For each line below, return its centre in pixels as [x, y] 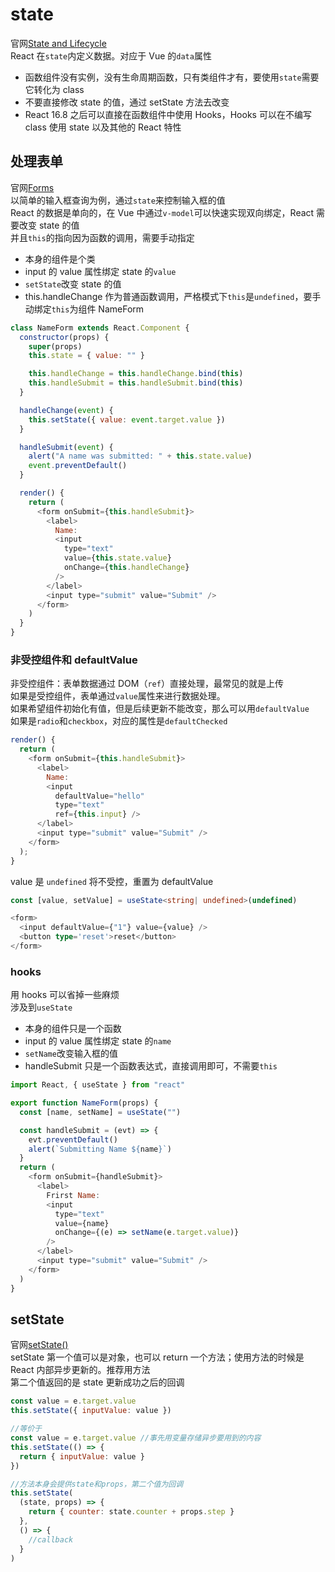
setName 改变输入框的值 [71, 1054]
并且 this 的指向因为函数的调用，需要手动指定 [102, 237]
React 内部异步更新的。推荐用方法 [80, 1370]
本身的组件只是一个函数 [73, 1029]
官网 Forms [32, 187]
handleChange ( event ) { [66, 410]
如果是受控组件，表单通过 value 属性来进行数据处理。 [118, 696]
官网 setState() [39, 1345]
